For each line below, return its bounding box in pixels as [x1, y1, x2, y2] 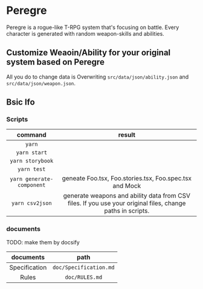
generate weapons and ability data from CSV [63, 192, 191, 200]
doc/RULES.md [65, 273, 103, 281]
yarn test [18, 166, 46, 173]
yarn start [16, 149, 47, 156]
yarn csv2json [11, 200, 53, 207]
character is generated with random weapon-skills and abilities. [6, 30, 164, 37]
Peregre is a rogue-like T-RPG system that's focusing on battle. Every [6, 24, 179, 31]
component [18, 182, 46, 189]
